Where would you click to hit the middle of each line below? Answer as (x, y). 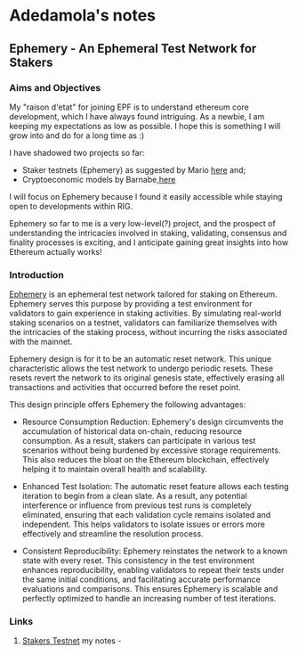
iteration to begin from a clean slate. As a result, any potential (134, 496)
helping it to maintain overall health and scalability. (114, 470)
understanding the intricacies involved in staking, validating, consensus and (148, 233)
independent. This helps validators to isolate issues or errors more (143, 524)
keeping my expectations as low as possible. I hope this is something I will (145, 126)
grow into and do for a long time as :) (77, 135)
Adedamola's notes (83, 16)
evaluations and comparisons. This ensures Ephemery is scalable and (150, 589)
